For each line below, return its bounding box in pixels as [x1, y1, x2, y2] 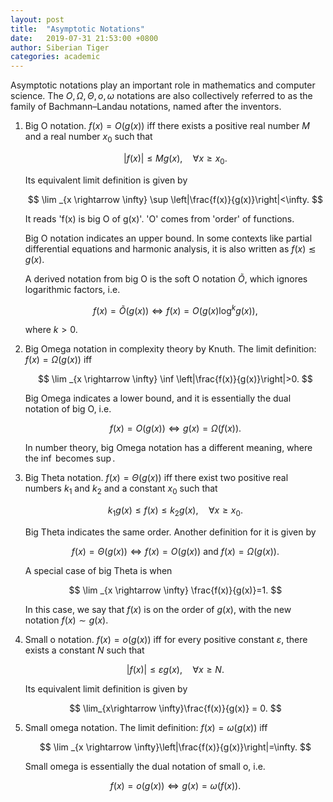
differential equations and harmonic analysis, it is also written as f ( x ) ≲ [24, 242, 317, 255]
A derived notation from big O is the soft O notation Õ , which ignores [24, 272, 308, 285]
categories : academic [10, 52, 101, 62]
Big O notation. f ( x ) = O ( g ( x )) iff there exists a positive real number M [24, 120, 310, 132]
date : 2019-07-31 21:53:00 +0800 [10, 33, 159, 43]
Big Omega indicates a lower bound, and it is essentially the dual [24, 392, 292, 405]
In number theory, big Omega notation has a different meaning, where [24, 442, 313, 454]
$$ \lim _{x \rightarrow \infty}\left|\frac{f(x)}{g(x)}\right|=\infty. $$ [39, 741, 312, 753]
